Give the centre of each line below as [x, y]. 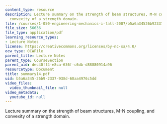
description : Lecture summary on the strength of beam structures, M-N [81, 14]
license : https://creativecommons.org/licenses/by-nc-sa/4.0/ [71, 46]
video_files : [19, 83]
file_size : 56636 [23, 28]
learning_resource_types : [32, 38]
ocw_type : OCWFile [24, 51]
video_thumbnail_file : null [39, 88]
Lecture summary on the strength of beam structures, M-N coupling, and [80, 111]
